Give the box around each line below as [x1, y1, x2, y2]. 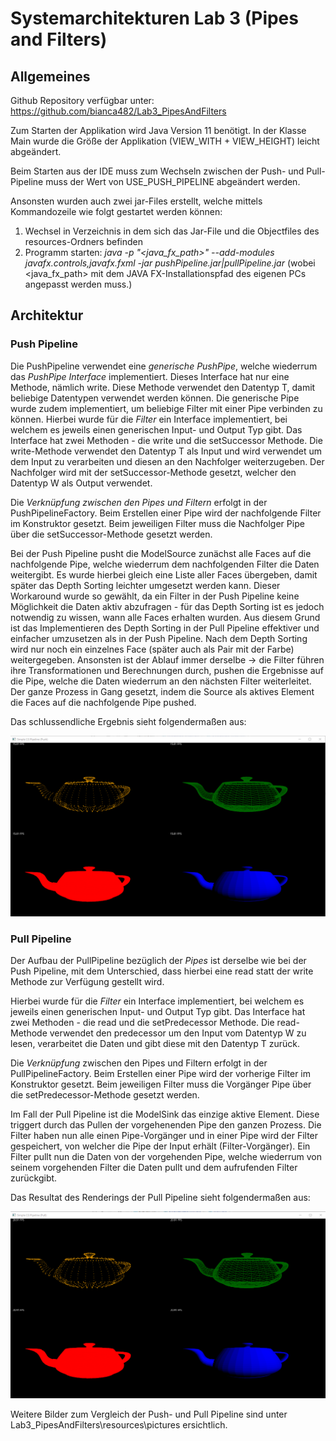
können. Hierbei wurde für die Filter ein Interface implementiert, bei [10, 413, 288, 425]
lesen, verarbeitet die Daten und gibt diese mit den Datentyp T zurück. [10, 1038, 300, 1050]
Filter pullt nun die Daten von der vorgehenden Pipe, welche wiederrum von [10, 1151, 323, 1163]
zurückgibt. [10, 1172, 58, 1184]
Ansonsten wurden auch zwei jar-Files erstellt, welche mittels [10, 195, 263, 207]
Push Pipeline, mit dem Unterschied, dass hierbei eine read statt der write [10, 965, 314, 977]
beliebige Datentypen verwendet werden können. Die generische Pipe [10, 392, 300, 404]
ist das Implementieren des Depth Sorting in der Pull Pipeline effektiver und [10, 622, 320, 634]
